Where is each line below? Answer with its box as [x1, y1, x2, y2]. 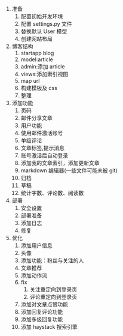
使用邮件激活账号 [20, 130, 63, 136]
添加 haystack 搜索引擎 [20, 323, 78, 330]
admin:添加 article [20, 63, 65, 70]
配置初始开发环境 [20, 13, 63, 20]
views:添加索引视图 [20, 71, 69, 77]
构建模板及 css [20, 85, 58, 91]
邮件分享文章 [20, 115, 53, 121]
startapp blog [20, 50, 54, 56]
